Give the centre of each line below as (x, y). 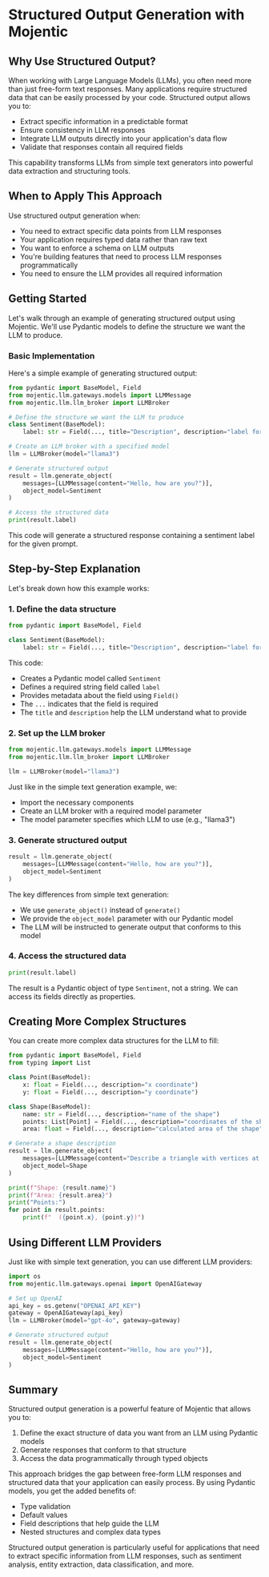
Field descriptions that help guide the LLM (89, 1523)
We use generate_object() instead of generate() (100, 909)
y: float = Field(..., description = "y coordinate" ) (110, 1092)
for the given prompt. (43, 544)
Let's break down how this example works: (79, 588)
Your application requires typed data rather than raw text (113, 239)
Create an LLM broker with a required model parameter (111, 811)
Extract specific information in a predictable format (104, 121)
